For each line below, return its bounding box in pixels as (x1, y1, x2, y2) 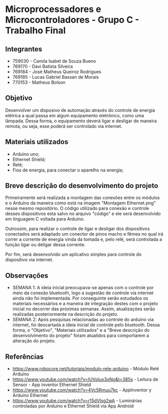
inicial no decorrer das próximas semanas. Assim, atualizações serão (12, 306, 155, 312)
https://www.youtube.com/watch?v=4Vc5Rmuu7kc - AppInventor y (12, 387, 152, 393)
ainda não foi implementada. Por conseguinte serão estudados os (12, 295, 148, 301)
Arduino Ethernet (12, 392, 48, 398)
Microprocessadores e (5, 4, 101, 15)
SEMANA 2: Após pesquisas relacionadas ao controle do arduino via (12, 317, 154, 323)
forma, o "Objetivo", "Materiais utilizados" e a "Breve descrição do (12, 327, 150, 333)
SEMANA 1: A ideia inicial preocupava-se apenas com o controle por (12, 285, 154, 291)
